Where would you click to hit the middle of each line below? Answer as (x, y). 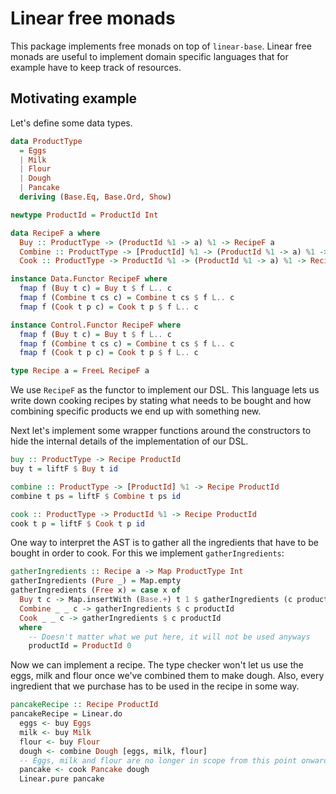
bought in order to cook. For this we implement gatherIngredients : (147, 553)
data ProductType (46, 141)
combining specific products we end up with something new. (136, 411)
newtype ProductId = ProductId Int (84, 215)
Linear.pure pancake (62, 779)
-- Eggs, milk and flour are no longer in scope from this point (158, 760)
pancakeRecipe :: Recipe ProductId (84, 705)
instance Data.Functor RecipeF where (89, 279)
